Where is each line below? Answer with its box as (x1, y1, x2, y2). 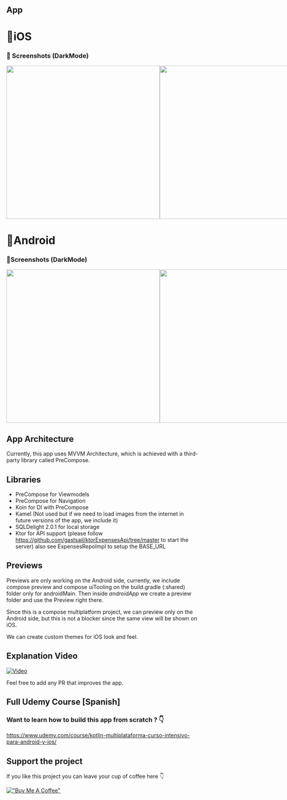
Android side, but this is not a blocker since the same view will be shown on (6, 614, 197, 622)
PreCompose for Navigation (15, 497, 86, 505)
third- (183, 450, 198, 457)
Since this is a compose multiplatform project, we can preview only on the (6, 608, 193, 615)
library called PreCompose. (21, 457, 90, 464)
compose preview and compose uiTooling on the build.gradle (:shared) (6, 583, 186, 590)
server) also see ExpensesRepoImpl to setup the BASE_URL (15, 543, 166, 550)
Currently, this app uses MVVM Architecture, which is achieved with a (6, 450, 183, 457)
